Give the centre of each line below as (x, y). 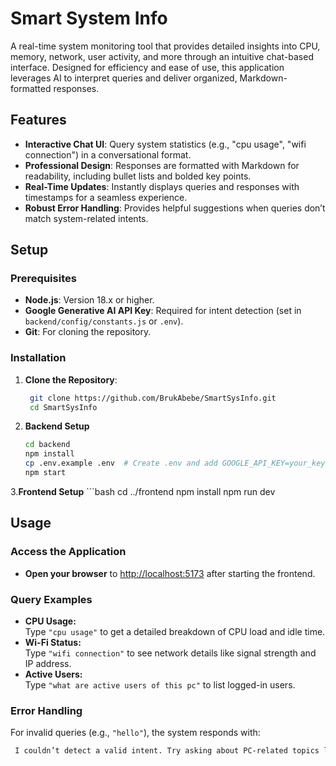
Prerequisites (43, 279)
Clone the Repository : (71, 379)
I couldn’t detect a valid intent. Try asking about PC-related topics (167, 751)
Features (38, 120)
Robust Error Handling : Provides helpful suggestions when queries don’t (175, 208)
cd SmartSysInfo (63, 407)
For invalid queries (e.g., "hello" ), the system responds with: (135, 733)
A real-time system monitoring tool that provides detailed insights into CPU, (165, 46)
